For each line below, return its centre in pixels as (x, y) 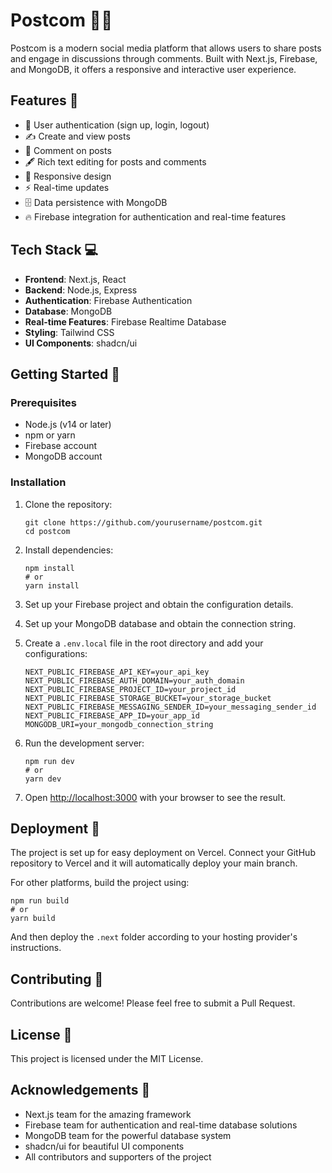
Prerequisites (43, 402)
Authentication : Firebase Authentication (108, 300)
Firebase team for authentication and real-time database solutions (161, 1125)
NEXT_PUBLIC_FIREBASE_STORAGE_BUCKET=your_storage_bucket (148, 698)
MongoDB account (63, 456)
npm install (49, 568)
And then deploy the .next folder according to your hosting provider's (154, 937)
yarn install (52, 585)
